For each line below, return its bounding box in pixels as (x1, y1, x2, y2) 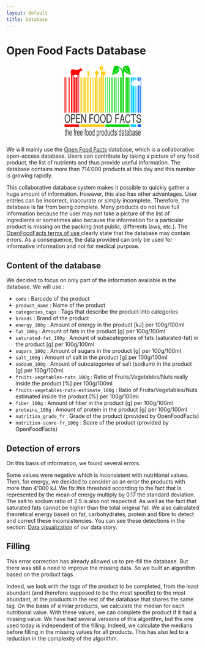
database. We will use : (6, 283, 65, 291)
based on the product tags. (6, 571, 75, 578)
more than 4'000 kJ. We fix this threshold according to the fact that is (6, 485, 182, 492)
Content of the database (6, 260, 102, 271)
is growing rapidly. (6, 172, 53, 179)
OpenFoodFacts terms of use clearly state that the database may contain (6, 229, 190, 237)
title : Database (6, 16, 48, 23)
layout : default (6, 10, 48, 16)
